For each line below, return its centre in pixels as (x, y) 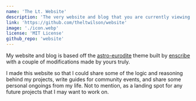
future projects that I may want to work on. (58, 92)
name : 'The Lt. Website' (36, 11)
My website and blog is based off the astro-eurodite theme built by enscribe (98, 55)
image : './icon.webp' (33, 28)
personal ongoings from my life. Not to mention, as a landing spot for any (94, 85)
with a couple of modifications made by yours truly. (68, 62)
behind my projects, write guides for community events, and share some (94, 79)
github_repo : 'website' (35, 39)
